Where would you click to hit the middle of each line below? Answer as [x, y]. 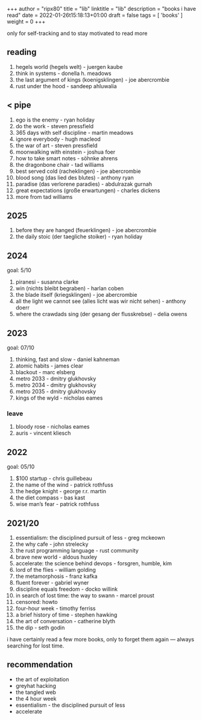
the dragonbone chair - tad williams [60, 164]
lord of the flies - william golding [55, 569]
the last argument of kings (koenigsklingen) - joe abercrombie [92, 79]
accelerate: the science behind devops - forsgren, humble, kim [94, 563]
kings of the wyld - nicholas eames [59, 398]
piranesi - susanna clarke [47, 282]
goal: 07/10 [21, 348]
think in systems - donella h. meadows [63, 73]
